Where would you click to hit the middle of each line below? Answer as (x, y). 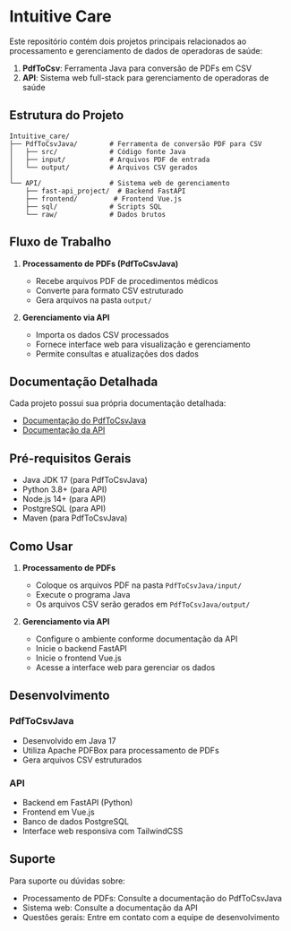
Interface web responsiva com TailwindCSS (103, 831)
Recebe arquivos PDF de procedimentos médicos (127, 280)
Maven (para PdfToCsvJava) (75, 518)
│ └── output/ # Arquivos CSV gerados (104, 168)
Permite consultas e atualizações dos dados (117, 353)
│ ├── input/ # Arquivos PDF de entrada (110, 159)
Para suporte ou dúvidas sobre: (67, 881)
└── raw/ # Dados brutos (96, 214)
